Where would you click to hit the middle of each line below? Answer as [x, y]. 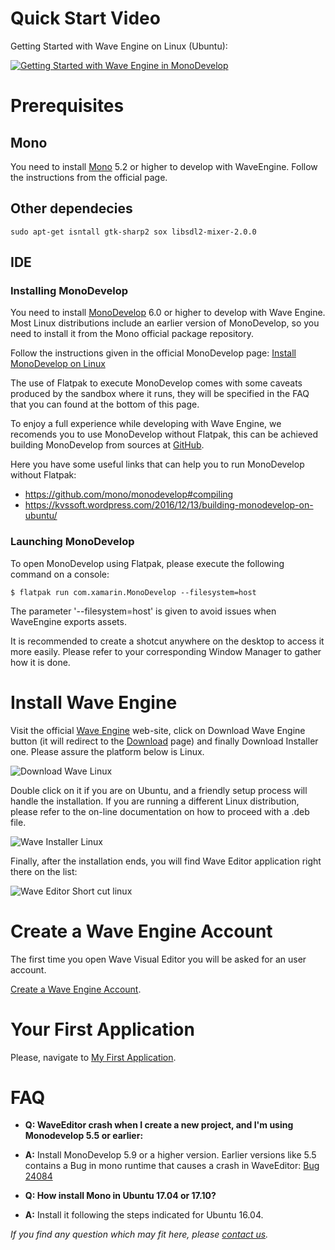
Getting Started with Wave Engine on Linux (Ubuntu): [119, 46]
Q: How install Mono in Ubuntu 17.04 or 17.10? [120, 1196]
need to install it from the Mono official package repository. [132, 334]
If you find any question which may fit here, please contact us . [139, 1234]
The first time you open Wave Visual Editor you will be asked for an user [158, 959]
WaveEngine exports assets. [68, 621]
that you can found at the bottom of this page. [105, 404]
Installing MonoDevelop [69, 291]
